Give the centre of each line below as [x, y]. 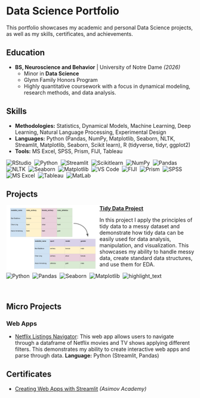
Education [26, 53]
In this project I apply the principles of [146, 220]
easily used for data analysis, [135, 239]
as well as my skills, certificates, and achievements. [70, 33]
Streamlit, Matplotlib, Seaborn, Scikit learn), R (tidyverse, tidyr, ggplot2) [103, 145]
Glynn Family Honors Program [61, 79]
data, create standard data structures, [146, 258]
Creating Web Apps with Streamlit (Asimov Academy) [81, 388]
